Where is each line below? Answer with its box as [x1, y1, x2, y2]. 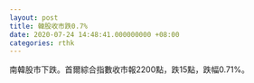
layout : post [9, 13, 59, 23]
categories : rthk [9, 38, 75, 48]
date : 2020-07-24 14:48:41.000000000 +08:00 [9, 30, 180, 39]
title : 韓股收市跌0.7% [9, 22, 89, 31]
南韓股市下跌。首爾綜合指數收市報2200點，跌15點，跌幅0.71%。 [9, 64, 250, 75]
